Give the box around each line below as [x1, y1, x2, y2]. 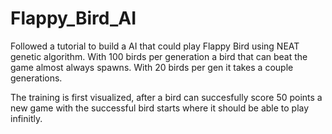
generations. [10, 72, 63, 84]
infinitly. [10, 112, 43, 124]
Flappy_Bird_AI [10, 7, 137, 30]
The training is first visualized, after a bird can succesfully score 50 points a [10, 91, 323, 103]
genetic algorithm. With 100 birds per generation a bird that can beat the [10, 50, 308, 62]
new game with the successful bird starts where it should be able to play [10, 102, 310, 114]
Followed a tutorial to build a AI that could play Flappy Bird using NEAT [10, 40, 300, 52]
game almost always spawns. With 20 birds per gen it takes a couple [10, 61, 294, 73]
